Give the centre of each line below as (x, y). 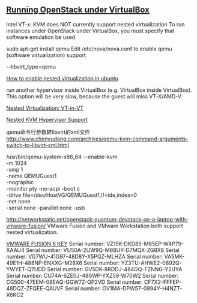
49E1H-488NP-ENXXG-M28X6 (44, 263)
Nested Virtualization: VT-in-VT (45, 108)
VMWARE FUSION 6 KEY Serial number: (56, 244)
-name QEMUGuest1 (32, 176)
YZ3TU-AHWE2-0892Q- (151, 263)
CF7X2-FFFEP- (163, 282)
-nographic (20, 182)
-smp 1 (15, 169)
